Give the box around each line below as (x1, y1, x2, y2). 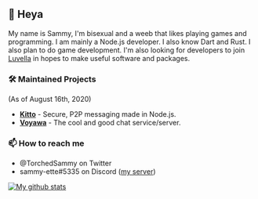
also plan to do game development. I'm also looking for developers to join (8, 45, 245, 55)
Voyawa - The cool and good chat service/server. (19, 118, 181, 128)
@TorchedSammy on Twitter (19, 158, 112, 168)
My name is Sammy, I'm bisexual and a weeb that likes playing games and (8, 28, 247, 38)
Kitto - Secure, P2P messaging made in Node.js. (19, 110, 176, 119)
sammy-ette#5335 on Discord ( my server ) (19, 167, 156, 176)
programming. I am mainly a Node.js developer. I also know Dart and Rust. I (8, 37, 251, 46)
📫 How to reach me (8, 138, 85, 149)
